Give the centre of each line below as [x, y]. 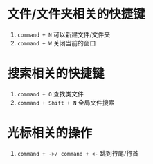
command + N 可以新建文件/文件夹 [64, 34]
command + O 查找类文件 [51, 94]
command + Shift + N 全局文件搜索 [66, 102]
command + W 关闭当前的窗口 [56, 43]
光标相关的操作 [50, 133]
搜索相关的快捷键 [56, 74]
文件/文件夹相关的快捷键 [76, 14]
